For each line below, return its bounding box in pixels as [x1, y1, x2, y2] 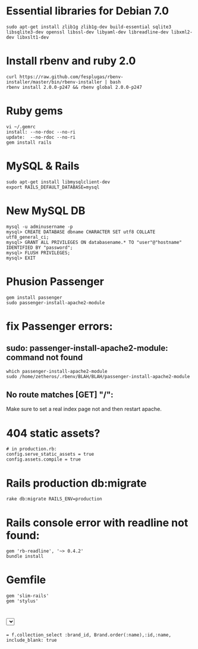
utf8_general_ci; [6, 234, 49, 240]
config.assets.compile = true [6, 456, 81, 463]
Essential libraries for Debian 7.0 [6, 4, 169, 18]
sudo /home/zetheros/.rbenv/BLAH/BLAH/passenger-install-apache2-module [6, 373, 190, 379]
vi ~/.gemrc [6, 123, 36, 129]
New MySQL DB [6, 204, 86, 217]
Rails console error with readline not [6, 516, 188, 529]
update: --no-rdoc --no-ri [6, 134, 76, 140]
